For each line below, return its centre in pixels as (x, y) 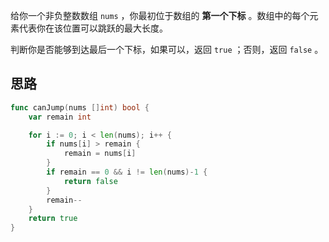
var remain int (60, 117)
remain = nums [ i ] (100, 154)
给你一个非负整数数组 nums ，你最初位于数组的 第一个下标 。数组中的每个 (160, 15)
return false (90, 181)
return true (53, 219)
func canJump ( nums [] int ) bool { (80, 107)
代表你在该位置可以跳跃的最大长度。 (93, 28)
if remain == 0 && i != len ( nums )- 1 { (127, 172)
